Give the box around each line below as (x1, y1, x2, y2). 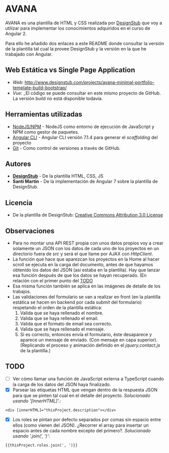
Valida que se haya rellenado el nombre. (20, 310, 103, 316)
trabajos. (12, 289, 31, 294)
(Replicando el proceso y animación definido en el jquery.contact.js (20, 342, 160, 348)
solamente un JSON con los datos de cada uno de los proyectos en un (12, 245, 159, 251)
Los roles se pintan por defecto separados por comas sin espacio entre (12, 416, 161, 423)
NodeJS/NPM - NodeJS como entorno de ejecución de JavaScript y (12, 123, 155, 130)
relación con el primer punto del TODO (12, 278, 93, 283)
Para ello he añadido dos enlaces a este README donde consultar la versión (5, 40, 164, 46)
